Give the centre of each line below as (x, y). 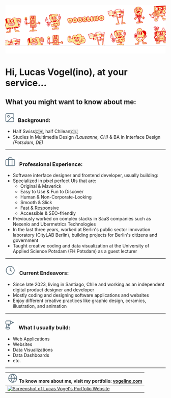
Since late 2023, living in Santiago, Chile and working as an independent (89, 284)
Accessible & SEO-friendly (48, 213)
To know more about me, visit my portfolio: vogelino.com (80, 381)
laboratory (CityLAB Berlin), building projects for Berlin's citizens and (85, 235)
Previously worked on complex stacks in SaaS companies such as (82, 219)
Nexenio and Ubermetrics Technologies (54, 224)
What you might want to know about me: (71, 102)
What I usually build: (44, 328)
